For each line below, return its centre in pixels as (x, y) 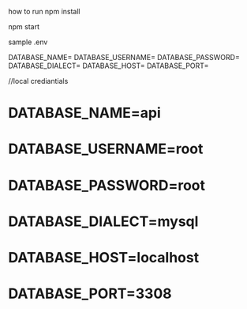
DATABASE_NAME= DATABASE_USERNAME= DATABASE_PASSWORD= (124, 57)
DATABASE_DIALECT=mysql (103, 221)
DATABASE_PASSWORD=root (107, 185)
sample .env (28, 42)
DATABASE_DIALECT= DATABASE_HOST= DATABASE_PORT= (109, 66)
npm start (24, 26)
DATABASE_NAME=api (85, 113)
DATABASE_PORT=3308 (90, 294)
